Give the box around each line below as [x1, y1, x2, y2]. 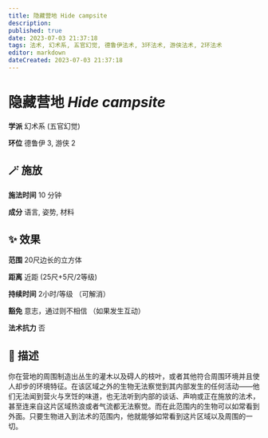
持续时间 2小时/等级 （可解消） [8, 289, 110, 299]
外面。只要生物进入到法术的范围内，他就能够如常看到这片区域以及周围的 [8, 412, 246, 421]
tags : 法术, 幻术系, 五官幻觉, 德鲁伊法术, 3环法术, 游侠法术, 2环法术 [8, 42, 223, 50]
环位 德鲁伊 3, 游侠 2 [8, 137, 76, 148]
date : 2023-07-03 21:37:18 [8, 34, 98, 42]
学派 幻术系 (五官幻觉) [8, 121, 81, 130]
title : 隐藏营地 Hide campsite [8, 11, 108, 20]
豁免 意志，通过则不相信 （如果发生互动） [8, 306, 145, 316]
